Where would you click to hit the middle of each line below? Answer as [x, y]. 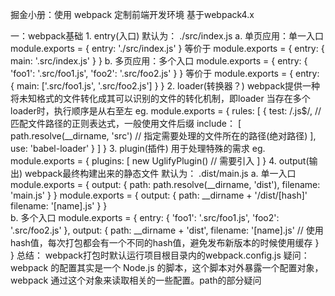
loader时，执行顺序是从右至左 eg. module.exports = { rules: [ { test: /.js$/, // [166, 111]
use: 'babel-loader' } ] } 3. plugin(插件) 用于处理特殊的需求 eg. [138, 148]
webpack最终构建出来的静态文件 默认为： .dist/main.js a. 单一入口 [160, 173]
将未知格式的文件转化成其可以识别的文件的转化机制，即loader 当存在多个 [160, 98]
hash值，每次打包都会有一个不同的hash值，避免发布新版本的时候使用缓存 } [165, 242]
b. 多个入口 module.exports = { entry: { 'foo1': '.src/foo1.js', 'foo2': [145, 217]
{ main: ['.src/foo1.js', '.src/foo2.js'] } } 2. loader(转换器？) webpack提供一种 [165, 86]
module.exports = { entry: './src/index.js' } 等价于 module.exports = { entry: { [167, 48]
